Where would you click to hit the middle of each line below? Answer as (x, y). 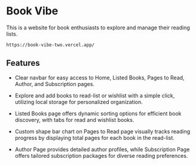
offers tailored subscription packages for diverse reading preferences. (101, 155)
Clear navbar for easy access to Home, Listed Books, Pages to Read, (99, 77)
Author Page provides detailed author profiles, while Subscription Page (102, 149)
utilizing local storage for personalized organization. (79, 102)
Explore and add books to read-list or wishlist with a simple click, (95, 95)
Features (23, 63)
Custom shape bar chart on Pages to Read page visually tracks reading (102, 131)
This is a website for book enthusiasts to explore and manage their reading (98, 27)
